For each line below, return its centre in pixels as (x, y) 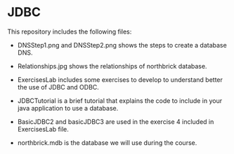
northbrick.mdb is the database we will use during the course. (107, 142)
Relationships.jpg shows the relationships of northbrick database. (112, 66)
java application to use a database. (68, 108)
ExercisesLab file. (43, 129)
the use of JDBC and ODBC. (58, 87)
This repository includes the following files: (70, 31)
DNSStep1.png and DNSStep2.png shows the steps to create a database (122, 45)
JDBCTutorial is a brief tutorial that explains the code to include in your (120, 100)
